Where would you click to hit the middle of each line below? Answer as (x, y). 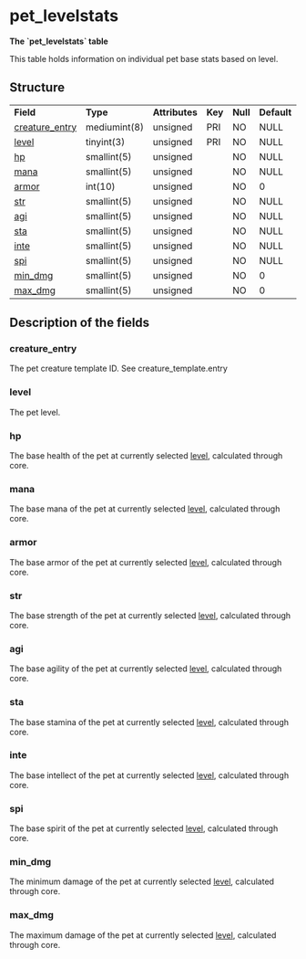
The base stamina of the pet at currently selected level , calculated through (149, 722)
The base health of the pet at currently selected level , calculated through (146, 456)
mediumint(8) (114, 127)
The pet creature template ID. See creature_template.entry (118, 369)
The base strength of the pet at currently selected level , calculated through (150, 615)
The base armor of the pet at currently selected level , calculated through (146, 562)
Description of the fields (80, 323)
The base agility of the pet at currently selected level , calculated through (146, 669)
